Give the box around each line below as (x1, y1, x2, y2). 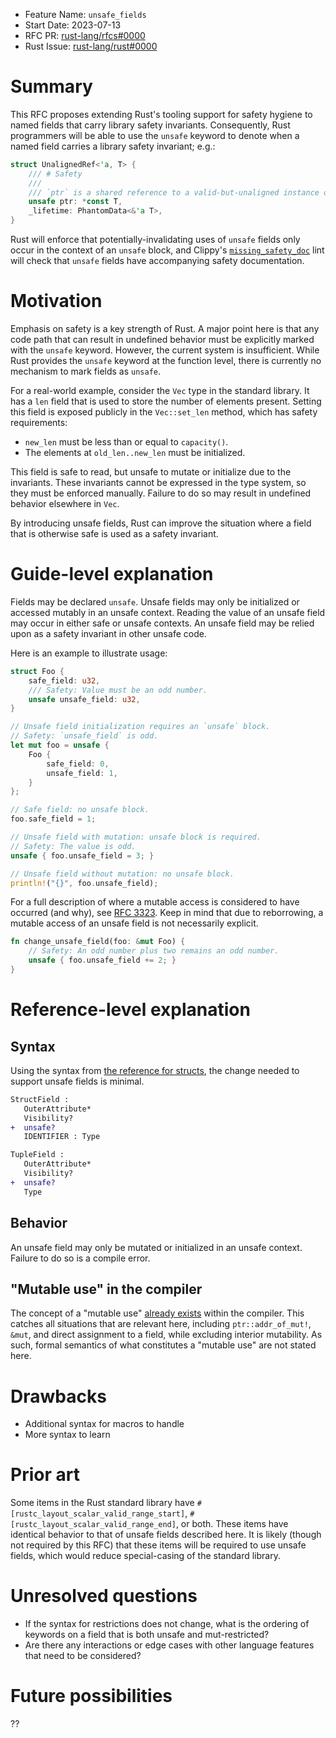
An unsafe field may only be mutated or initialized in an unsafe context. (10, 1241, 303, 1253)
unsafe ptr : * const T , (28, 197, 123, 207)
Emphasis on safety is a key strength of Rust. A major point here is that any (10, 323, 320, 334)
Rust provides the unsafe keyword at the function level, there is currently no (10, 355, 322, 366)
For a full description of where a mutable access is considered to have (10, 896, 300, 908)
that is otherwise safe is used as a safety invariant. (10, 528, 219, 539)
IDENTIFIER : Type (23, 1132, 101, 1142)
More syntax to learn (24, 1429, 111, 1441)
